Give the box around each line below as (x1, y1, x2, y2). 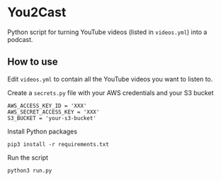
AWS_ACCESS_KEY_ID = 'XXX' (7, 102, 87, 109)
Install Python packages (7, 127, 78, 136)
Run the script (7, 153, 48, 162)
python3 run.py (7, 167, 52, 174)
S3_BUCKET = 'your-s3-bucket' (7, 114, 97, 121)
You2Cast (7, 4, 67, 21)
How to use (7, 56, 58, 68)
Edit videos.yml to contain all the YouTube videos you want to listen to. (7, 75, 213, 83)
